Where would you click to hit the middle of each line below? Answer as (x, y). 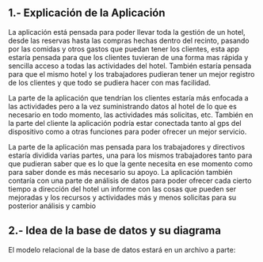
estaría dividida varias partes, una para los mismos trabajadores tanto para (130, 155)
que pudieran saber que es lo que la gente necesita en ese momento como (131, 163)
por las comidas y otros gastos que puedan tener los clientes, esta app (124, 49)
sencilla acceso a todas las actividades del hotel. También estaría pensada (130, 66)
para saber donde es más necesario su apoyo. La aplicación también (120, 172)
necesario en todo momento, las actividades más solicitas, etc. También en (131, 115)
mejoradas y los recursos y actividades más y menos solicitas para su (122, 197)
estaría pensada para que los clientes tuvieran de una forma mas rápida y (128, 57)
